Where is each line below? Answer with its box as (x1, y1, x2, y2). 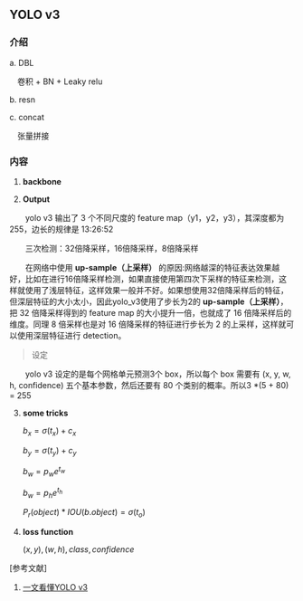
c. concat (9, 111, 45, 122)
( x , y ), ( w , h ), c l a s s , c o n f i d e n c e (22, 544, 135, 555)
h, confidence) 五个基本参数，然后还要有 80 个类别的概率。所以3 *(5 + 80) (9, 379, 289, 390)
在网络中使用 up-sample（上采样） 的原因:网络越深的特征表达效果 (25, 262, 272, 272)
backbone (22, 176, 62, 186)
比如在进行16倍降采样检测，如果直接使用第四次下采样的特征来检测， (24, 273, 279, 284)
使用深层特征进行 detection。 (16, 329, 127, 340)
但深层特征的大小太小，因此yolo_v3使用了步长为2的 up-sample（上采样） (9, 296, 280, 307)
